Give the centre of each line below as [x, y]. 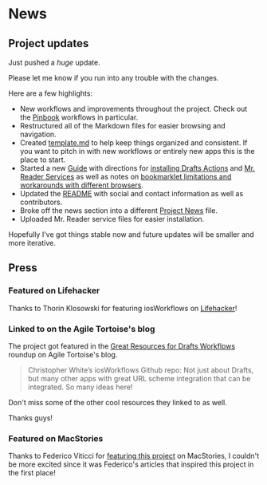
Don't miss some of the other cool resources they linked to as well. [118, 402]
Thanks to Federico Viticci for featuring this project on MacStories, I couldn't [134, 456]
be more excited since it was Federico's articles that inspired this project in [131, 464]
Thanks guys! [31, 418]
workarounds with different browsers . [81, 185]
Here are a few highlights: [51, 93]
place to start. [43, 160]
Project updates [49, 43]
